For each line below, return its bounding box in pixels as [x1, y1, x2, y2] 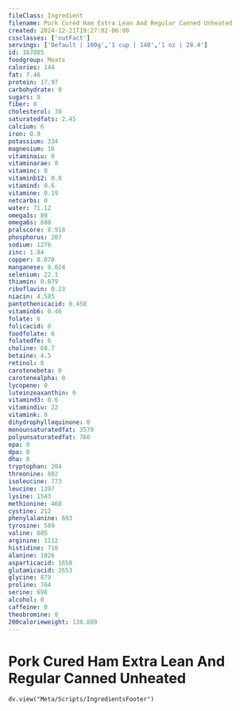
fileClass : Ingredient [8, 11, 83, 20]
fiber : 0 [8, 100, 37, 108]
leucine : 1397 [8, 484, 56, 493]
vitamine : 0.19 [8, 188, 59, 197]
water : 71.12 [8, 204, 52, 212]
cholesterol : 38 [8, 108, 62, 116]
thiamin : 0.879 [8, 278, 59, 286]
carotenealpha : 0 [8, 374, 66, 382]
